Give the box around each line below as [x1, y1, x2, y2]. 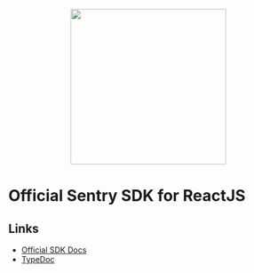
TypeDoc [20, 254, 55, 264]
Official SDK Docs [20, 245, 87, 255]
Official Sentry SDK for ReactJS [8, 186, 246, 206]
